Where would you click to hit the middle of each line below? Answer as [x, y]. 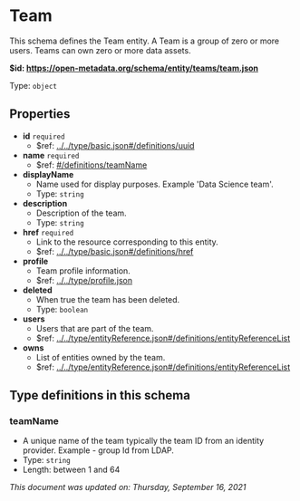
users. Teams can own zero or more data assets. [101, 50]
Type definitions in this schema [100, 395]
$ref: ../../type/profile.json [84, 280]
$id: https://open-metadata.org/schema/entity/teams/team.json [134, 68]
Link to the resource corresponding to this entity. [127, 242]
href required [48, 232]
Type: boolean [62, 309]
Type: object [33, 85]
